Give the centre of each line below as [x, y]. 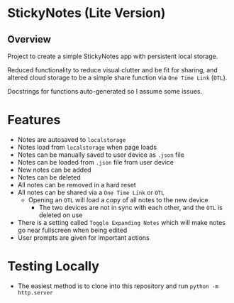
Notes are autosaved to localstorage [72, 139]
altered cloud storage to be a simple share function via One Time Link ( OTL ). [117, 77]
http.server [35, 292]
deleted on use [61, 215]
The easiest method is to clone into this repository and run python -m [118, 286]
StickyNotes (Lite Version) [87, 13]
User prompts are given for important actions [84, 237]
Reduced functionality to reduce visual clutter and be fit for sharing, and [112, 70]
